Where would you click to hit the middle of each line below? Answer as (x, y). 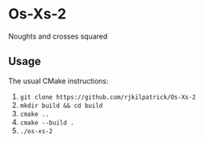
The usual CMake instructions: (58, 80)
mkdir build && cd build (61, 105)
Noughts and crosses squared (58, 36)
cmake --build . (47, 123)
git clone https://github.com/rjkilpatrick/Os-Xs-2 (108, 97)
